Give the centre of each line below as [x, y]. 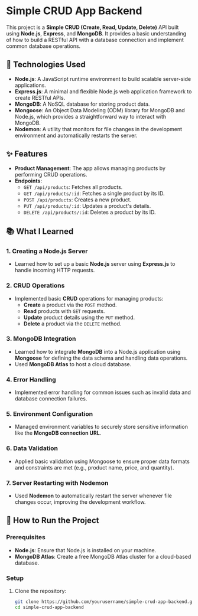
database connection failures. [51, 399]
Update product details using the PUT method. [79, 317]
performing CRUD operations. [51, 174]
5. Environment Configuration [50, 414]
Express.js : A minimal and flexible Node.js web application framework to [103, 91]
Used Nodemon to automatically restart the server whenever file [93, 496]
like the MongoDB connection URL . [58, 433]
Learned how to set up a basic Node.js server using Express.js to [95, 264]
